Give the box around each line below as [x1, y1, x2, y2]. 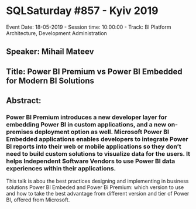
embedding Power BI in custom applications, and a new [6, 121, 167, 129]
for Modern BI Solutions [6, 76, 95, 85]
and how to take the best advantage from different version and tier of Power [6, 190, 190, 197]
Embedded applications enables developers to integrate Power [6, 135, 188, 143]
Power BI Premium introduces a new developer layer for [6, 113, 167, 121]
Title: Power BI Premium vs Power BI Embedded [6, 66, 183, 77]
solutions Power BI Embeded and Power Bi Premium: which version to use [6, 184, 184, 191]
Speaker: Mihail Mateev [6, 47, 95, 57]
